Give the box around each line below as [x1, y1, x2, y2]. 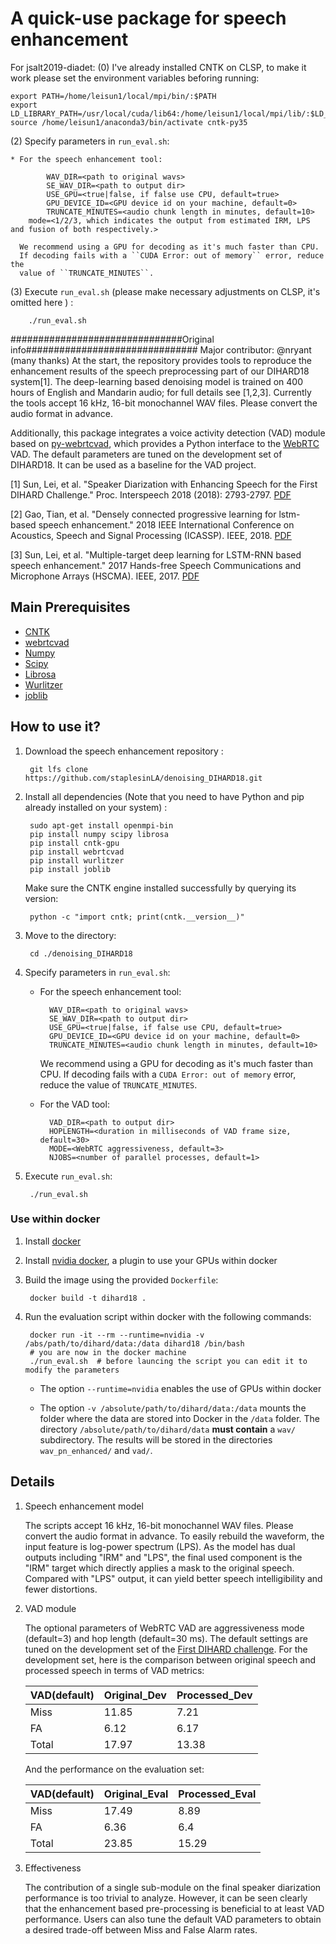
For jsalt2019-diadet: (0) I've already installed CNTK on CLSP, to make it [10, 61, 307, 73]
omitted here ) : [10, 296, 74, 308]
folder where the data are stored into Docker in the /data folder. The [39, 1412, 321, 1424]
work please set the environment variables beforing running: [10, 72, 260, 84]
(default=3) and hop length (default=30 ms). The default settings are [24, 1632, 308, 1644]
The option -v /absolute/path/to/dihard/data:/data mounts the [39, 1402, 307, 1414]
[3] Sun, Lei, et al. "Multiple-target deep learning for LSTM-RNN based [10, 548, 302, 561]
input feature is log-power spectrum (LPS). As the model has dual [24, 1540, 296, 1552]
